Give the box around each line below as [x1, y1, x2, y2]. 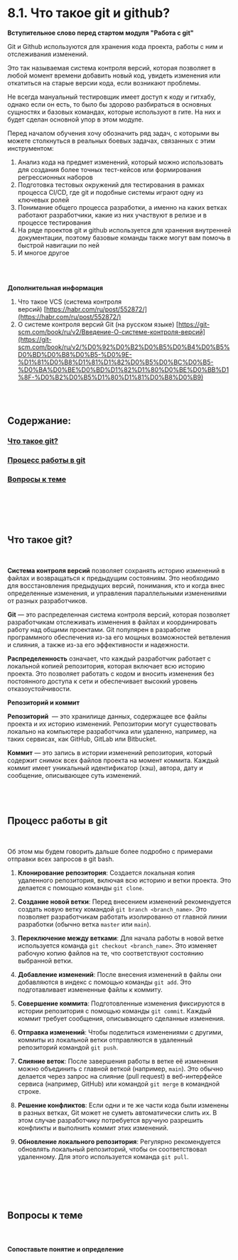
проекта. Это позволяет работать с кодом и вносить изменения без [7, 670, 215, 678]
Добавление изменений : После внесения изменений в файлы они [17, 971, 222, 979]
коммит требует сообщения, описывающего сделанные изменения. [17, 1015, 225, 1023]
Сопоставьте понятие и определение [7, 1244, 124, 1253]
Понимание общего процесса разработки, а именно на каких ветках [17, 203, 227, 211]
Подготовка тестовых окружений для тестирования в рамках [17, 180, 205, 189]
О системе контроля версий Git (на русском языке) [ [17, 320, 179, 329]
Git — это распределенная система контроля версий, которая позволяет [7, 610, 231, 619]
